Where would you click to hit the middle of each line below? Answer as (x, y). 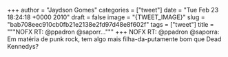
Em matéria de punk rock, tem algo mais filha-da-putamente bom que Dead (114, 39)
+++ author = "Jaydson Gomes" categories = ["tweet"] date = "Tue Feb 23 (113, 10)
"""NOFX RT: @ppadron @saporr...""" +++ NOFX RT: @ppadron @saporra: (113, 32)
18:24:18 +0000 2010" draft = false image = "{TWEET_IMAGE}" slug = (106, 17)
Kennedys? (23, 46)
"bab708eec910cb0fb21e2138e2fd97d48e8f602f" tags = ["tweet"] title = (111, 24)
